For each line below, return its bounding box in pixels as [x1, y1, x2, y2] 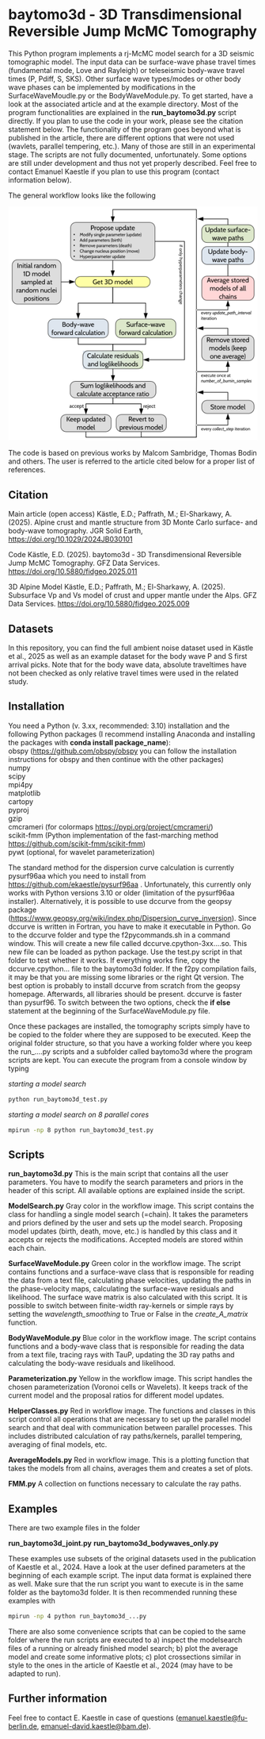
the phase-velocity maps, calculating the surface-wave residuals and [8, 1284, 234, 1294]
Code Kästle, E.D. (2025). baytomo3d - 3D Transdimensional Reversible [8, 550, 242, 560]
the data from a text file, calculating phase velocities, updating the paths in [8, 1275, 252, 1285]
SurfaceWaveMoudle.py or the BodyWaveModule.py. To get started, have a [8, 90, 253, 100]
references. [8, 465, 46, 475]
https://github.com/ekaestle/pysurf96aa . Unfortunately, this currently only [8, 879, 252, 889]
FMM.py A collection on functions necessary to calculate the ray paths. [8, 1479, 242, 1489]
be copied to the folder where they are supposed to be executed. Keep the [8, 1029, 252, 1039]
